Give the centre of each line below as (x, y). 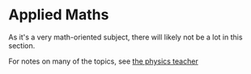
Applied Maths (59, 15)
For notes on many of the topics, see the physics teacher (103, 61)
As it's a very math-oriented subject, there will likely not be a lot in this (125, 37)
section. (22, 45)
